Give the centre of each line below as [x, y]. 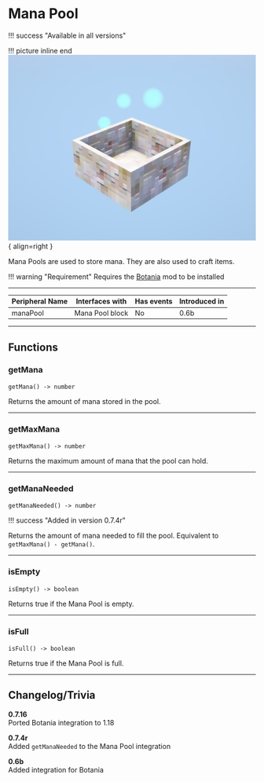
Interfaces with [101, 301]
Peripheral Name [40, 301]
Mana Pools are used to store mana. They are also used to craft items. [121, 261]
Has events [154, 301]
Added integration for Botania [56, 769]
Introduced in [202, 301]
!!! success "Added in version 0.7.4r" [67, 520]
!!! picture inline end [40, 50]
